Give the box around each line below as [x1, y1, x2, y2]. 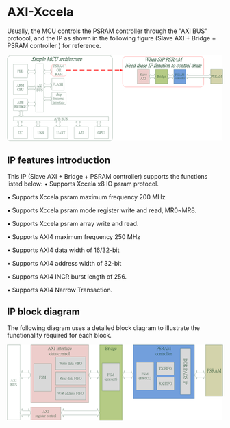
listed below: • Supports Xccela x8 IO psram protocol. [7, 179, 159, 188]
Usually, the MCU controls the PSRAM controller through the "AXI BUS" [7, 27, 208, 35]
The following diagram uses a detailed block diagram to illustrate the [7, 324, 201, 332]
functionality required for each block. [7, 331, 112, 340]
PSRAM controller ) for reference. [7, 41, 101, 49]
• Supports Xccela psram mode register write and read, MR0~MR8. [7, 206, 197, 214]
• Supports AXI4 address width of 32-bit [7, 260, 122, 268]
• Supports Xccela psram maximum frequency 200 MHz [7, 193, 166, 201]
